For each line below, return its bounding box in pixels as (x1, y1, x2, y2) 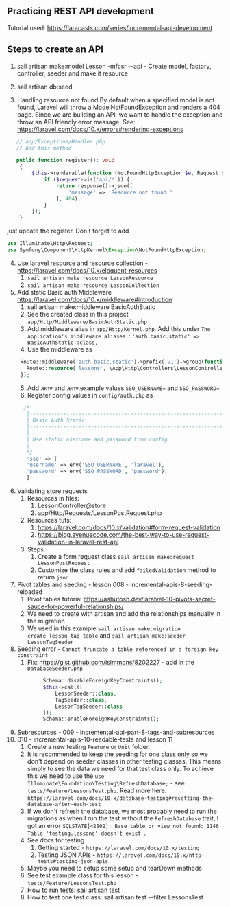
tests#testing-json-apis (37, 858, 109, 865)
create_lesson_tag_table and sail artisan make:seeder (27, 632, 186, 639)
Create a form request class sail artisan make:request (37, 553, 195, 560)
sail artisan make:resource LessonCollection (27, 282, 159, 289)
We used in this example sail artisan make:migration (27, 624, 181, 632)
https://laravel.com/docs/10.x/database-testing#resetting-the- (27, 795, 215, 802)
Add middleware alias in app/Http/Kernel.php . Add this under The (27, 324, 211, 332)
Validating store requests (16, 487, 88, 495)
